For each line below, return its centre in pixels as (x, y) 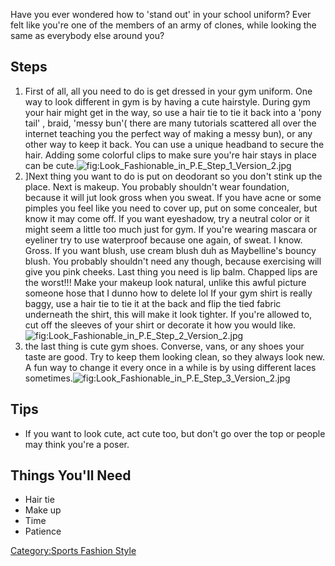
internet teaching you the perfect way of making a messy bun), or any (168, 133)
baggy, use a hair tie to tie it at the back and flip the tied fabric (153, 303)
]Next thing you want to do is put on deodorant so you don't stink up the (173, 176)
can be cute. (50, 165)
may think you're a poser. (77, 444)
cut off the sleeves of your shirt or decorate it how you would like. (160, 325)
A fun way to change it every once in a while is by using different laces (170, 367)
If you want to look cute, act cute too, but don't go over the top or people (175, 433)
